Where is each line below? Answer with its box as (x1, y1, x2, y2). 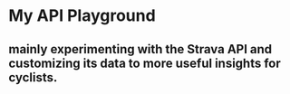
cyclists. (8, 70, 58, 85)
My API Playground (8, 5, 156, 26)
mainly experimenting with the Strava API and (8, 42, 273, 57)
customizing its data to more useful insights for (8, 55, 282, 70)
